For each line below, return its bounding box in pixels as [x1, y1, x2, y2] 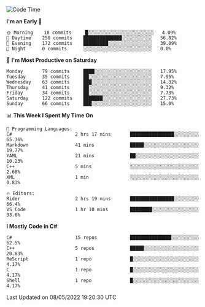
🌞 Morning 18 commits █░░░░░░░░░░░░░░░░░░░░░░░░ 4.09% [6, 29, 176, 36]
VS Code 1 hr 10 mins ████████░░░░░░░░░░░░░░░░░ [6, 206, 199, 212]
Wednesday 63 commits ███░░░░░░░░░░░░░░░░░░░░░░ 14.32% [6, 79, 177, 85]
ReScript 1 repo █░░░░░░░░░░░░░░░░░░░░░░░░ [6, 256, 199, 262]
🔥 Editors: [6, 190, 35, 196]
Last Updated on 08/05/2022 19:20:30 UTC [6, 293, 117, 301]
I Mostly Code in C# [6, 223, 58, 230]
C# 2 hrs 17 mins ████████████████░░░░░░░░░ [6, 131, 199, 138]
